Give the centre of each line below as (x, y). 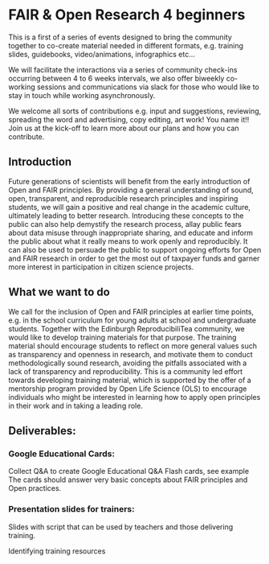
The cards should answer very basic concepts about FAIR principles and (128, 480)
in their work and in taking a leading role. (75, 406)
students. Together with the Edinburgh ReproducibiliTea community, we (126, 328)
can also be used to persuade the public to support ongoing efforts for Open (135, 249)
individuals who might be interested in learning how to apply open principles (134, 397)
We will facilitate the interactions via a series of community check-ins (123, 69)
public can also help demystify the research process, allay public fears (125, 224)
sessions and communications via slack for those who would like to (148, 87)
